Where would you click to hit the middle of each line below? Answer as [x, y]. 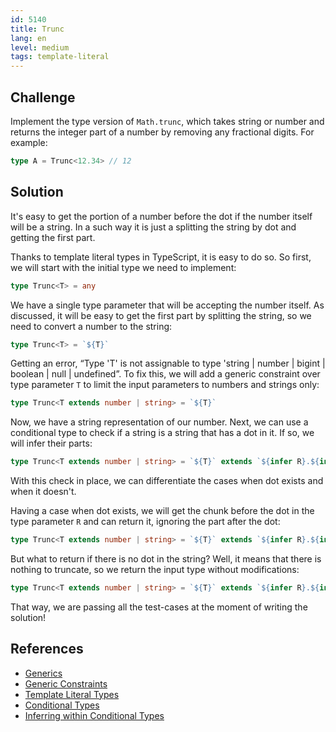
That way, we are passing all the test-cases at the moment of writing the [159, 607]
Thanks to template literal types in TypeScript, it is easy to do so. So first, [161, 257]
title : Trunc [37, 29]
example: [29, 142]
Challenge [43, 97]
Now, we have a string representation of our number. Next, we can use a [159, 422]
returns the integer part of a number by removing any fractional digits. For [162, 132]
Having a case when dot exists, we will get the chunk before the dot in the [162, 511]
